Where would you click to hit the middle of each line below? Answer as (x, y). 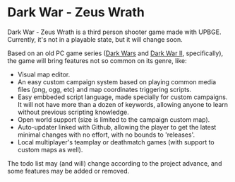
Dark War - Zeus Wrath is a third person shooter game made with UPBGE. (114, 32)
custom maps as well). (50, 149)
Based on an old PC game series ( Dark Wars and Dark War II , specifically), (115, 53)
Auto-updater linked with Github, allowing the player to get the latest (117, 127)
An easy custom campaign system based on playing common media (117, 81)
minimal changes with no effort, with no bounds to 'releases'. (106, 135)
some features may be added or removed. (68, 171)
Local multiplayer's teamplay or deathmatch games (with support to (116, 142)
